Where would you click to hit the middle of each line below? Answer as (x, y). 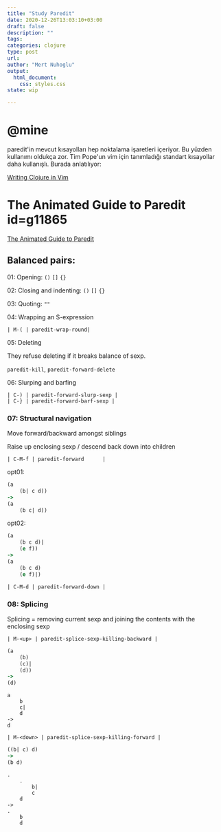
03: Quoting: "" (28, 303)
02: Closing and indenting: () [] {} (56, 290)
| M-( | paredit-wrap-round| (49, 330)
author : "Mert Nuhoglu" (41, 65)
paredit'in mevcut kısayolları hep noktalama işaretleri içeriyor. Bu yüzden (109, 149)
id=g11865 (37, 220)
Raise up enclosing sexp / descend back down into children (91, 447)
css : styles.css (43, 84)
